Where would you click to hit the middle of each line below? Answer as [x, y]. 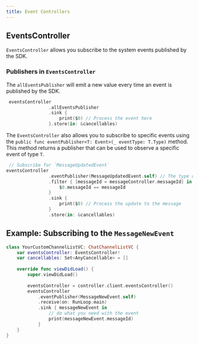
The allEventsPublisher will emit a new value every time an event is [89, 84]
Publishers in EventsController [51, 72]
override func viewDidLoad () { [55, 269]
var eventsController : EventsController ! [68, 253]
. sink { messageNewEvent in [73, 308]
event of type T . [25, 154]
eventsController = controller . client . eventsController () [100, 286]
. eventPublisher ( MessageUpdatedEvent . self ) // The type [119, 176]
